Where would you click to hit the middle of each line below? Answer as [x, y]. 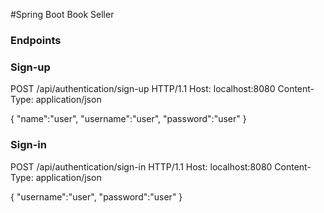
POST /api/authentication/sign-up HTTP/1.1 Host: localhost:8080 [143, 89]
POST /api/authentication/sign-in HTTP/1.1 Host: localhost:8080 [141, 166]
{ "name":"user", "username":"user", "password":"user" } [128, 119]
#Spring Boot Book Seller [62, 14]
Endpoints [36, 40]
